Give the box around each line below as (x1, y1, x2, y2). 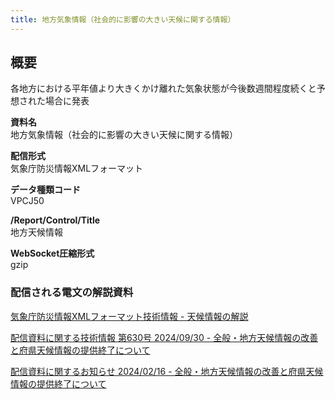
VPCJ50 (10, 195, 45, 207)
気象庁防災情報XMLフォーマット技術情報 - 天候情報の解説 (10, 310, 249, 322)
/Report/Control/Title (10, 214, 101, 226)
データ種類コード (10, 184, 81, 196)
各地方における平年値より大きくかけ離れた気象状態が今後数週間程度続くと (10, 82, 317, 95)
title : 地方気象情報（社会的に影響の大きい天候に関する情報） (10, 14, 236, 25)
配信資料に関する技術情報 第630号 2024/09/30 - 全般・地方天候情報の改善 (10, 331, 319, 343)
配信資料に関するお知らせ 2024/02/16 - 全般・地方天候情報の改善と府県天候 (10, 365, 324, 377)
